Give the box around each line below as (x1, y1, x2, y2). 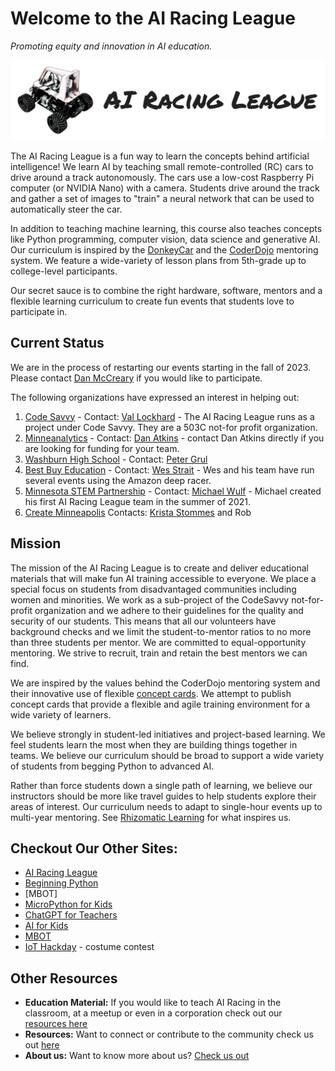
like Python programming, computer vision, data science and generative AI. (10, 233, 321, 245)
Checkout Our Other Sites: (10, 840, 178, 857)
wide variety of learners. (10, 708, 112, 721)
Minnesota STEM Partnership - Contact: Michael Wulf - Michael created (24, 485, 322, 497)
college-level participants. (10, 265, 118, 277)
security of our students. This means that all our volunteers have (10, 615, 277, 627)
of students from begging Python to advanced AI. (10, 760, 215, 772)
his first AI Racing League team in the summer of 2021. (24, 495, 252, 507)
